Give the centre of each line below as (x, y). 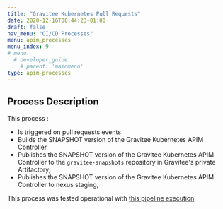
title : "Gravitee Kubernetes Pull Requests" (74, 14)
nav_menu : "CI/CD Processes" (50, 34)
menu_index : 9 (28, 47)
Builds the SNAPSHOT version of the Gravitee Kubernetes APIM (110, 140)
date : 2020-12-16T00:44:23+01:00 (57, 20)
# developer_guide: (42, 60)
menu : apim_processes (39, 40)
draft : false (27, 27)
